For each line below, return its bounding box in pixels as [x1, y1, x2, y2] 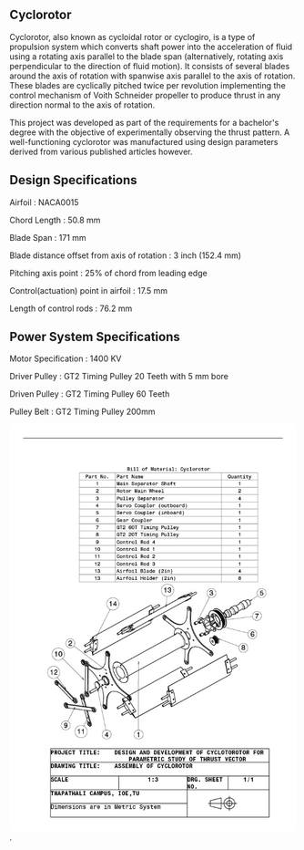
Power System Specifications [9, 329, 180, 345]
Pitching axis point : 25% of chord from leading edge [9, 267, 208, 278]
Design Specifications [9, 172, 138, 188]
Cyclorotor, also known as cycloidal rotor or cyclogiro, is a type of [9, 31, 256, 42]
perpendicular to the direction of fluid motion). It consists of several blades [9, 60, 290, 71]
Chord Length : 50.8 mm [9, 214, 101, 225]
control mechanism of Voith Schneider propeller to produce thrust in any [9, 89, 281, 100]
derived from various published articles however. [9, 146, 193, 157]
